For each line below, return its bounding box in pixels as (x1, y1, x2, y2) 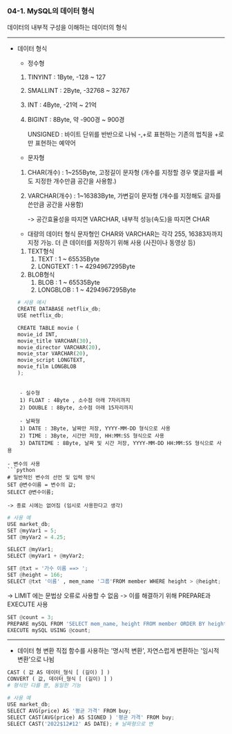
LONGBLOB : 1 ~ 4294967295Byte (37, 286, 136, 294)
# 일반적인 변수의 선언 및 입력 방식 (7, 473, 95, 481)
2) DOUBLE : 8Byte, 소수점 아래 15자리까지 (19, 404, 133, 411)
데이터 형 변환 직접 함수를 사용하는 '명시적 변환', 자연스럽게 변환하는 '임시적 (17, 647, 220, 655)
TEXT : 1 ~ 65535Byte (37, 255, 100, 263)
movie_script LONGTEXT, (17, 357, 86, 364)
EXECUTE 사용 (7, 600, 48, 608)
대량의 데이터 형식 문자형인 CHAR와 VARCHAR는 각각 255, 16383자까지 (27, 230, 223, 238)
